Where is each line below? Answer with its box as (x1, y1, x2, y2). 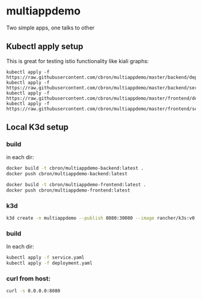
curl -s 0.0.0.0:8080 (6, 288, 61, 294)
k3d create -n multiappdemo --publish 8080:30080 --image (6, 215, 155, 222)
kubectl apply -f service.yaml (6, 255, 85, 261)
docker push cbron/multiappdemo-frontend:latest (6, 187, 130, 193)
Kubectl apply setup (6, 41, 84, 52)
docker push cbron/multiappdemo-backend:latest (6, 171, 128, 177)
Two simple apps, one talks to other (6, 24, 95, 31)
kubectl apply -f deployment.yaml (6, 260, 93, 267)
